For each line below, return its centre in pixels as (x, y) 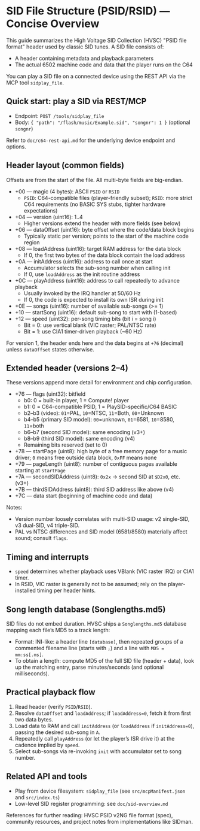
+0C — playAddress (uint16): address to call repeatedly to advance (97, 280)
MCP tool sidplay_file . (35, 83)
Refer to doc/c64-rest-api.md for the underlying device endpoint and (91, 140)
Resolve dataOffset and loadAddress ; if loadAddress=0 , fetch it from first (103, 713)
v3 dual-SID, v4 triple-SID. (47, 526)
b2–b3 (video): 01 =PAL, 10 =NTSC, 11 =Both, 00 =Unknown (94, 413)
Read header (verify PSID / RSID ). (53, 706)
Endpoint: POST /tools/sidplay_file (59, 116)
